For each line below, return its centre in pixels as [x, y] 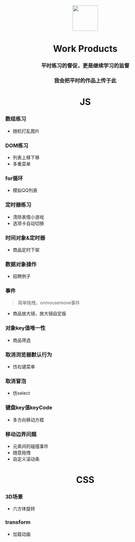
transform [18, 522]
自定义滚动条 [26, 459]
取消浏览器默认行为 [29, 355]
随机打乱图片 [26, 131]
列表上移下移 [26, 157]
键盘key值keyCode [29, 408]
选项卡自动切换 [28, 223]
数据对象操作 [21, 264]
